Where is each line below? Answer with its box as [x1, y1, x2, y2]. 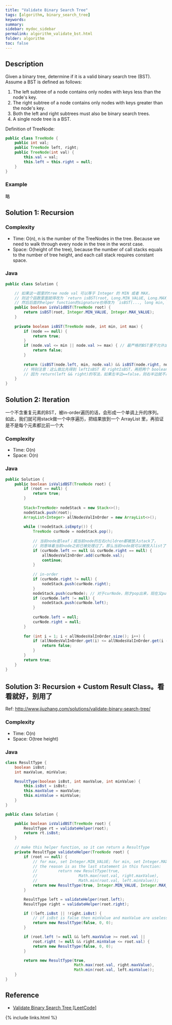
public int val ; [14, 140, 50, 146]
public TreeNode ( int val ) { [14, 150, 74, 155]
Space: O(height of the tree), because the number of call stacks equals [12, 246, 163, 252]
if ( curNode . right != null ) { [32, 576, 97, 582]
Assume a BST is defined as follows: [5, 79, 82, 85]
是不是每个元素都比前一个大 [5, 422, 64, 429]
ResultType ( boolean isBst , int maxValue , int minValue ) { [14, 778, 141, 784]
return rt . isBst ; [24, 831, 60, 836]
